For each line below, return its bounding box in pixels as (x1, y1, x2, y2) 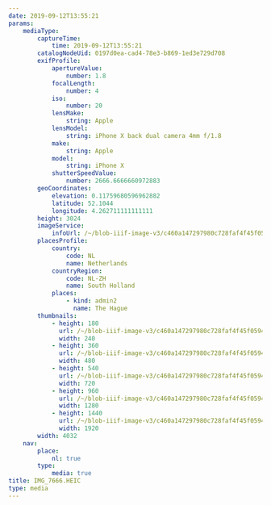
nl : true (51, 454, 81, 462)
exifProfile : (37, 57, 81, 65)
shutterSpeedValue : (51, 169, 117, 177)
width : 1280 (59, 402, 99, 410)
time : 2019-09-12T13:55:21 (51, 42, 143, 50)
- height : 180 (51, 319, 99, 328)
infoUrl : (51, 229, 81, 238)
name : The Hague (73, 304, 128, 312)
